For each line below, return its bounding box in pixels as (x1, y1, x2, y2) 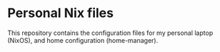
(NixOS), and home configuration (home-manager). (7, 36, 159, 44)
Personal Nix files (7, 5, 114, 21)
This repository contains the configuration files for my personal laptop (7, 28, 214, 37)
